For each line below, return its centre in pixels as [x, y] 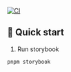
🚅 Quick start [35, 32]
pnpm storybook [29, 62]
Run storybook [38, 49]
